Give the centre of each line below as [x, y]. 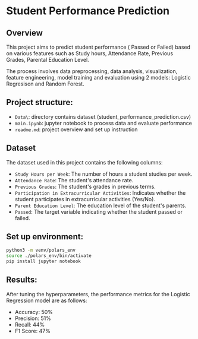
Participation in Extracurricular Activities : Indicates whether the [100, 193]
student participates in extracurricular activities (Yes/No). [85, 199]
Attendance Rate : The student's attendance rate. [74, 180]
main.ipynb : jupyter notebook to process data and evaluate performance [103, 123]
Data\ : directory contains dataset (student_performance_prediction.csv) [103, 116]
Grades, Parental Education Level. [48, 60]
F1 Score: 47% [32, 331]
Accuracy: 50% [34, 312]
